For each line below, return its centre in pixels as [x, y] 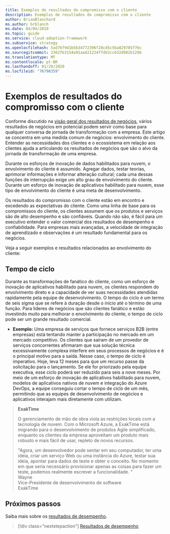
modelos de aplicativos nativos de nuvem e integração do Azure [80, 383]
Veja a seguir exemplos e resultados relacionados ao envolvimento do [78, 248]
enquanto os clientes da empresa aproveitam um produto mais [83, 435]
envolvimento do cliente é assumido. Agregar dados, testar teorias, [75, 169]
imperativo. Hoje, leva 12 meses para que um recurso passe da [78, 361]
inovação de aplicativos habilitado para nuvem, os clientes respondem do [82, 287]
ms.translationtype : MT [30, 57]
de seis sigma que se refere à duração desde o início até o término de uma [83, 303]
